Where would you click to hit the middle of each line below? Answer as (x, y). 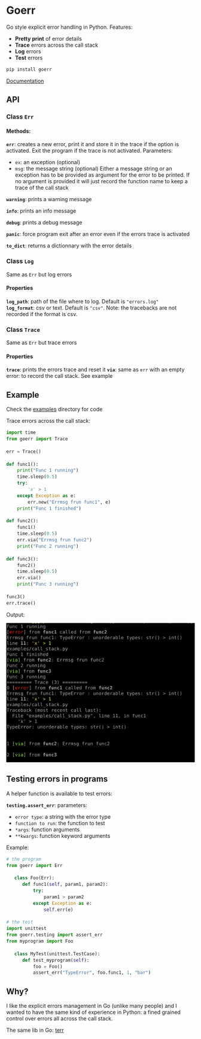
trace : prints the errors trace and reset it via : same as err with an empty (95, 369)
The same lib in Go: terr (35, 1030)
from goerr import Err (34, 865)
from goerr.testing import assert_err (54, 935)
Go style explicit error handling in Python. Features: (69, 27)
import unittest (26, 929)
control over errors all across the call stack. (60, 1019)
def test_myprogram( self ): (56, 960)
